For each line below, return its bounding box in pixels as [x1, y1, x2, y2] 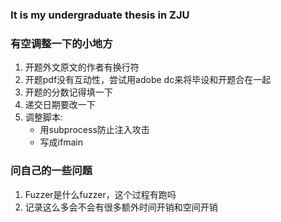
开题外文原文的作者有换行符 [24, 61, 140, 73]
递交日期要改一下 [24, 99, 96, 111]
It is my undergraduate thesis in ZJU [10, 8, 190, 22]
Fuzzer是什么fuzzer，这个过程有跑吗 [24, 188, 177, 200]
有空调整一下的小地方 [10, 36, 113, 50]
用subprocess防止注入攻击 [39, 124, 150, 136]
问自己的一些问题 [10, 164, 93, 178]
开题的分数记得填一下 [24, 86, 113, 98]
